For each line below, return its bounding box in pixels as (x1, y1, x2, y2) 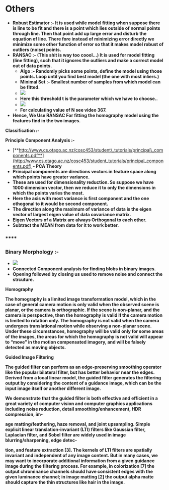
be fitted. (20, 84, 40, 90)
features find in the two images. (12, 117, 81, 124)
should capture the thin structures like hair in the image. (5, 479, 125, 485)
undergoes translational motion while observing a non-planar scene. (5, 323, 152, 329)
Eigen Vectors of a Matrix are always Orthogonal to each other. (12, 217, 147, 223)
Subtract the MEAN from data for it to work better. (12, 222, 119, 228)
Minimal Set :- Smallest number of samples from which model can (20, 79, 161, 85)
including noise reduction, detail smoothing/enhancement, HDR (5, 406, 141, 412)
